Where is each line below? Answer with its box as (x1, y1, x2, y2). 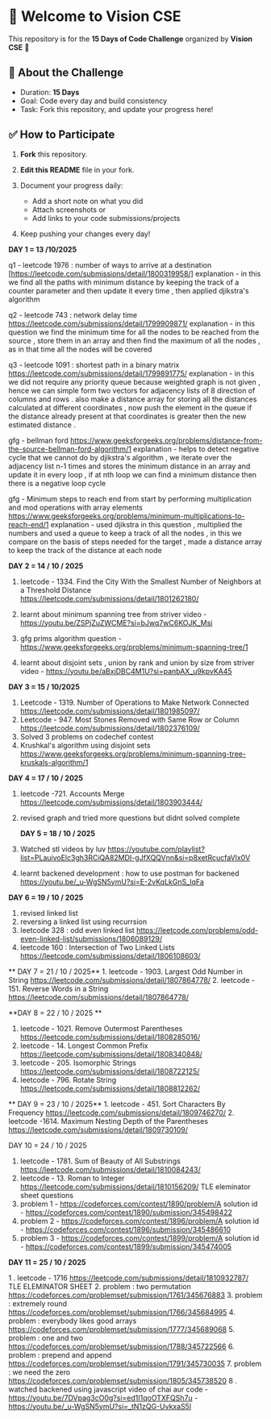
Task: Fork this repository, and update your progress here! (19, 104, 214, 114)
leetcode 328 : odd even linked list (19, 925, 135, 934)
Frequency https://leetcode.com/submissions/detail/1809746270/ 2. (8, 1108, 235, 1117)
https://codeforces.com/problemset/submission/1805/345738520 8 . (8, 1375, 238, 1385)
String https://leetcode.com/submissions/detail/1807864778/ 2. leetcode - (8, 975, 256, 984)
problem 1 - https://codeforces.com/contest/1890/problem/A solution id (19, 1199, 258, 1209)
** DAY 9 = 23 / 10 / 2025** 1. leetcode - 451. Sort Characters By (8, 1099, 226, 1109)
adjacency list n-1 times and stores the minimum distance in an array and (8, 461, 251, 471)
